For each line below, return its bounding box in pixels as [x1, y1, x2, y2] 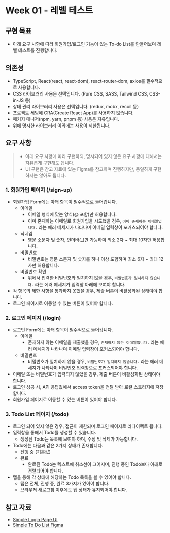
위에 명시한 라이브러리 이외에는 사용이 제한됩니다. [12, 122, 111, 129]
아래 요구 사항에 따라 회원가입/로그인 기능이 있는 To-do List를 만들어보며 [12, 41, 156, 47]
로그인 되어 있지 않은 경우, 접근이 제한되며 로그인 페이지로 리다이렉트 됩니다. [12, 423, 163, 429]
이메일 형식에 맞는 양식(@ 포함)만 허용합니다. [27, 211, 117, 217]
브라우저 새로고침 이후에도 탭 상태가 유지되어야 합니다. [20, 486, 128, 493]
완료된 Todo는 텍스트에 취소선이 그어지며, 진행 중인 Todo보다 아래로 [27, 461, 163, 467]
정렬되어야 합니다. [27, 467, 63, 474]
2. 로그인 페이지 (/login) [5, 314, 61, 321]
